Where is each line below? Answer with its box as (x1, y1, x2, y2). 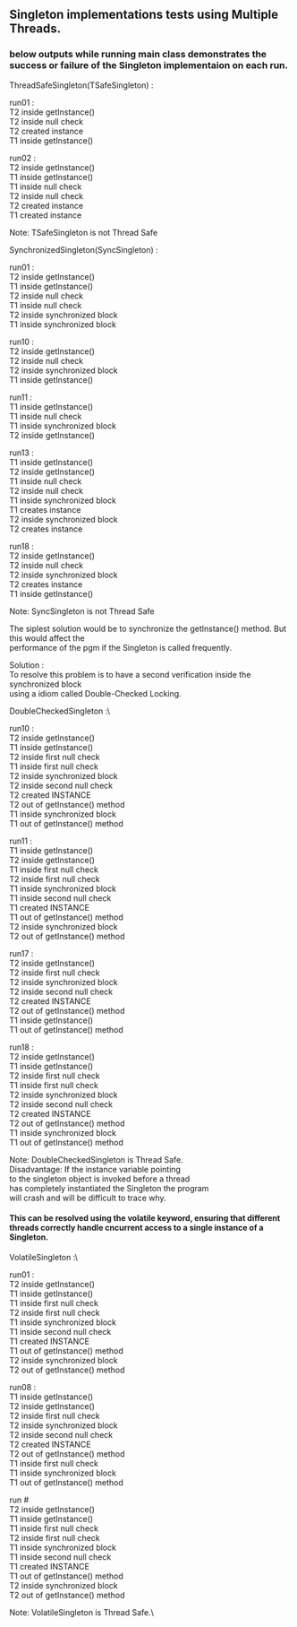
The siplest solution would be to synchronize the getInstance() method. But (9, 623, 287, 634)
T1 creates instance (9, 504, 81, 515)
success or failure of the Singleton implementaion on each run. (9, 59, 289, 72)
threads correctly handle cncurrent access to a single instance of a (9, 1223, 264, 1233)
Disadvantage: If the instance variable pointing (9, 1164, 182, 1174)
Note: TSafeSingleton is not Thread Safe (9, 227, 158, 238)
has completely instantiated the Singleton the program (9, 1182, 209, 1193)
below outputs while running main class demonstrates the (9, 48, 267, 61)
